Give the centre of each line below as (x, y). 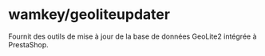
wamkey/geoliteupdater (89, 15)
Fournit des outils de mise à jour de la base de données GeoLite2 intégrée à (132, 36)
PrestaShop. (29, 44)
